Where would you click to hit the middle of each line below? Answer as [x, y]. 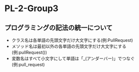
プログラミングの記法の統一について [59, 27]
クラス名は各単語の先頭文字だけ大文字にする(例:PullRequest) [72, 40]
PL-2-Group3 [31, 9]
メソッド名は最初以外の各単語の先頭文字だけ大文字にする [69, 46]
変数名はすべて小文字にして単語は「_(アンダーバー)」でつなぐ [73, 58]
